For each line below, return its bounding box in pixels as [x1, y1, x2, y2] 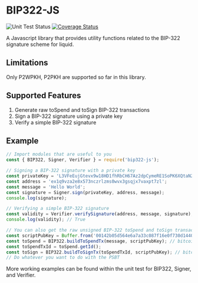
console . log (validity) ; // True [6, 216, 85, 223]
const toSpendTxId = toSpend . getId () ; [6, 243, 101, 249]
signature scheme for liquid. [6, 41, 74, 48]
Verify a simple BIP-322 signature [14, 119, 97, 126]
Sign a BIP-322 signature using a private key [14, 113, 123, 120]
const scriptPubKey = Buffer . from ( [6, 232, 94, 239]
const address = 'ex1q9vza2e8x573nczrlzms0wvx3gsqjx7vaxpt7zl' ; [6, 178, 167, 185]
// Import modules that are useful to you [6, 152, 112, 157]
